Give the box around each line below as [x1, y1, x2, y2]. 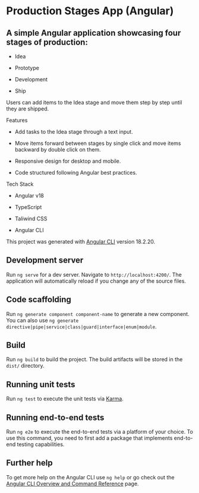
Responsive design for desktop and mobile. [14, 157, 121, 165]
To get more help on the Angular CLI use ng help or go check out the [6, 473, 175, 481]
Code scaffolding [6, 295, 71, 305]
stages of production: [6, 37, 88, 47]
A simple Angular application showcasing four [6, 28, 181, 38]
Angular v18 [14, 192, 45, 199]
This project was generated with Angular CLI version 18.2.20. [6, 238, 156, 245]
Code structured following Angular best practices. [14, 169, 138, 176]
